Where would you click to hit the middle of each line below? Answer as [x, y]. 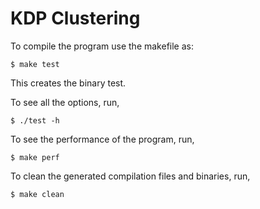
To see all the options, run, [65, 102]
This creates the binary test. [68, 83]
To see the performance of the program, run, [102, 139]
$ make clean [37, 194]
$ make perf [35, 157]
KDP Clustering [75, 18]
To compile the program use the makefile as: [102, 46]
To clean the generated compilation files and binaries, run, [130, 176]
